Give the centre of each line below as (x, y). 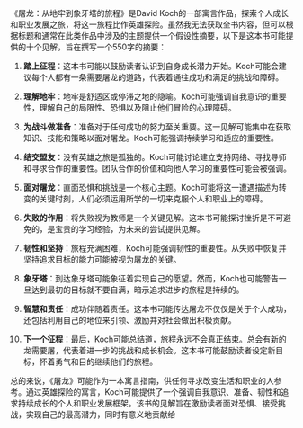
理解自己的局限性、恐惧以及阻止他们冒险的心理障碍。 (138, 107)
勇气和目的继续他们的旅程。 (106, 361)
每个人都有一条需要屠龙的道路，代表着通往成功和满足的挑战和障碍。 (157, 77)
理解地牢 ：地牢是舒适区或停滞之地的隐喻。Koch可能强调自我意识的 (147, 96)
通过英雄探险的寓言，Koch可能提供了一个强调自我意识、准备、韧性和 (153, 392)
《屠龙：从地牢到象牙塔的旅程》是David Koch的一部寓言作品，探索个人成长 (150, 13)
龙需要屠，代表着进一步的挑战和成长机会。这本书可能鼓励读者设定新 (149, 350)
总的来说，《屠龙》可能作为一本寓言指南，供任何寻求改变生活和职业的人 (142, 381)
